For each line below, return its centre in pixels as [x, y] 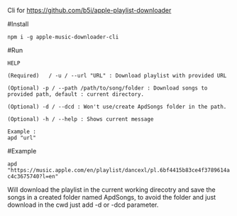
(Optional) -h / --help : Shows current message [81, 119]
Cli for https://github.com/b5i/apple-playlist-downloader [89, 10]
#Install [18, 24]
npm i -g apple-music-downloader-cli [63, 37]
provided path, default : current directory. [76, 94]
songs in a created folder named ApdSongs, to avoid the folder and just [112, 197]
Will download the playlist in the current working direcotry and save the [111, 190]
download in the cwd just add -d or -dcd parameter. [83, 205]
